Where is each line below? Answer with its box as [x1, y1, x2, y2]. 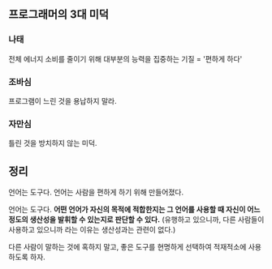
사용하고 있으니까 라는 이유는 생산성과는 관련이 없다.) [8, 225, 176, 235]
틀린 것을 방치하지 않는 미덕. [8, 139, 97, 148]
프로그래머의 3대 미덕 [8, 7, 110, 22]
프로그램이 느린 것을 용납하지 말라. [8, 96, 117, 105]
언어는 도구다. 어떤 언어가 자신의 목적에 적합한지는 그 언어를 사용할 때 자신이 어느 [8, 205, 261, 215]
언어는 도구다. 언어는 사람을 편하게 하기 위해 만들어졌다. [8, 187, 184, 197]
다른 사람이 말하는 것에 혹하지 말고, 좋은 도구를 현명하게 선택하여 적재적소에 [8, 242, 247, 252]
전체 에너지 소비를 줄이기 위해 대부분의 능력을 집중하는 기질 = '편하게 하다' [8, 53, 243, 63]
